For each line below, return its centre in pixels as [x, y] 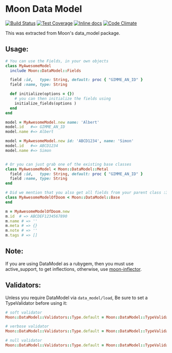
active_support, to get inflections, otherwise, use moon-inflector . [74, 269]
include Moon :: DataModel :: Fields [46, 71]
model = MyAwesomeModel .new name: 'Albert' [52, 122]
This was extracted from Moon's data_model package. [63, 33]
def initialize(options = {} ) [42, 94]
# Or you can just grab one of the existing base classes [68, 164]
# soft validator [24, 312]
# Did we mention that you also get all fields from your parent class [83, 193]
